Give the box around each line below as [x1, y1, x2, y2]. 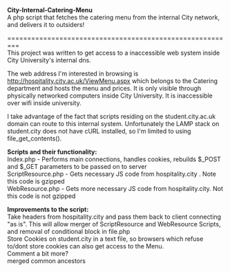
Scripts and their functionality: [7, 148, 97, 156]
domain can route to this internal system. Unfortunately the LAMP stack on [7, 120, 220, 127]
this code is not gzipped [7, 192, 76, 200]
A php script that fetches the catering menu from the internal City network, [7, 13, 220, 21]
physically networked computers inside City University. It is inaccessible [7, 91, 213, 100]
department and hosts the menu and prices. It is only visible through [7, 84, 202, 92]
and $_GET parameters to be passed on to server [7, 163, 147, 170]
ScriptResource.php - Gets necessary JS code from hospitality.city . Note [7, 170, 216, 178]
